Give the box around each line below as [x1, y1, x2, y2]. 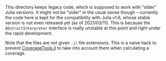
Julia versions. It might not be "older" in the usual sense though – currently [5, 9, 159, 15]
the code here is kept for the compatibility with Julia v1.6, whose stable [5, 15, 151, 20]
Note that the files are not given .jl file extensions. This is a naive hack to [5, 40, 157, 46]
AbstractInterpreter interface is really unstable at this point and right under [5, 25, 161, 31]
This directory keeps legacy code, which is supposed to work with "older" [5, 4, 157, 10]
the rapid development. [5, 30, 53, 36]
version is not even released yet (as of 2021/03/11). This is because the [5, 20, 151, 26]
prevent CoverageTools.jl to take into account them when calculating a [5, 45, 149, 51]
